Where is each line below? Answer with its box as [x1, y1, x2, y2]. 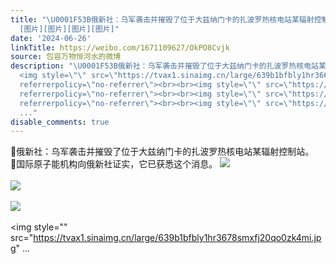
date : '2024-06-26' [10, 33, 92, 43]
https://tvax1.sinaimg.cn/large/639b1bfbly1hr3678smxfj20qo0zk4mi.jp [33, 232, 322, 244]
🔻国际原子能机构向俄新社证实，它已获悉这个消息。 [10, 158, 218, 170]
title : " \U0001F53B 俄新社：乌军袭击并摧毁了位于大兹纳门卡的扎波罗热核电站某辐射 [10, 14, 315, 25]
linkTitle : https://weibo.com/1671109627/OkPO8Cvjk [10, 42, 230, 53]
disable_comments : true [10, 117, 110, 127]
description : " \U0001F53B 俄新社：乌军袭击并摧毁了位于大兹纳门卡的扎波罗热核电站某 [10, 61, 327, 71]
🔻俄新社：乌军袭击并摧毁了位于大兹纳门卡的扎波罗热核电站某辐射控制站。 [10, 146, 315, 158]
